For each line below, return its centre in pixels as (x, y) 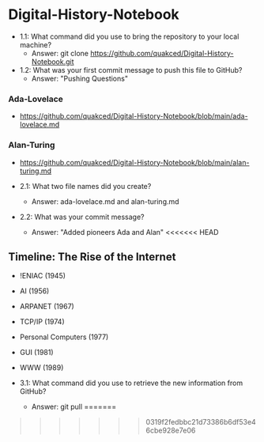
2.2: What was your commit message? (82, 217)
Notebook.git (53, 62)
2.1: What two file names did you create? (85, 186)
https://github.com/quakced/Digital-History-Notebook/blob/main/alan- (134, 162)
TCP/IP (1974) (42, 322)
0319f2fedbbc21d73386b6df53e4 (201, 422)
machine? (36, 44)
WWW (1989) (41, 368)
